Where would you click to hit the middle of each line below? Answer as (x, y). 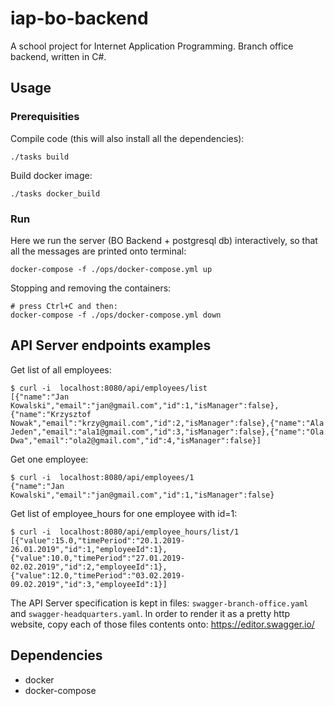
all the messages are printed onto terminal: (98, 251)
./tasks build (40, 157)
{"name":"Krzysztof (51, 414)
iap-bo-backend (79, 18)
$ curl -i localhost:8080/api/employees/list (109, 388)
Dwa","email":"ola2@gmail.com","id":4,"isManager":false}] (136, 440)
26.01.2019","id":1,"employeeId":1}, (89, 549)
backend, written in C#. (58, 56)
